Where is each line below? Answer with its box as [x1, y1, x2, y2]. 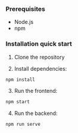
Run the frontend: [14, 87, 58, 95]
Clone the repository [14, 53, 65, 61]
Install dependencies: [14, 65, 67, 72]
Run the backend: [14, 110, 58, 117]
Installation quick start [5, 40, 73, 48]
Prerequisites [5, 5, 45, 13]
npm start [5, 99, 30, 105]
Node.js [14, 19, 34, 26]
